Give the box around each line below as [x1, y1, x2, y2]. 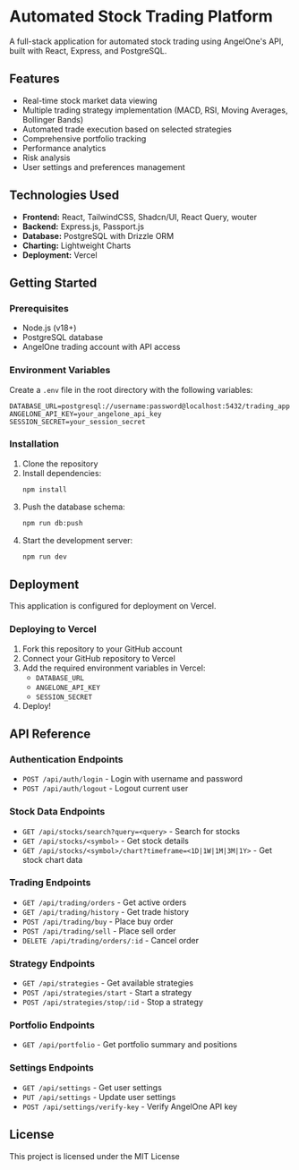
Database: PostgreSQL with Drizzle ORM [21, 230, 175, 241]
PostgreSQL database [21, 332, 104, 343]
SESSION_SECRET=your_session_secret [9, 417, 146, 426]
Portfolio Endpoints [9, 1019, 96, 1031]
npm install [21, 485, 67, 494]
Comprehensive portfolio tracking [21, 132, 147, 144]
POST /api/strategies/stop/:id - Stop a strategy [21, 996, 204, 1008]
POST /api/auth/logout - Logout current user [21, 783, 189, 794]
